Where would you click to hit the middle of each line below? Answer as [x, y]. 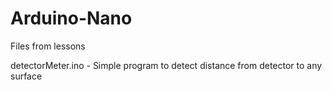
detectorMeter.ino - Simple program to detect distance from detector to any [166, 65]
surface [26, 76]
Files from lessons [48, 46]
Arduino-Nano [71, 18]
